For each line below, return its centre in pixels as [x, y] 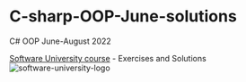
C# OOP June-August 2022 [61, 41]
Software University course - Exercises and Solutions [108, 58]
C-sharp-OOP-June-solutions [123, 16]
